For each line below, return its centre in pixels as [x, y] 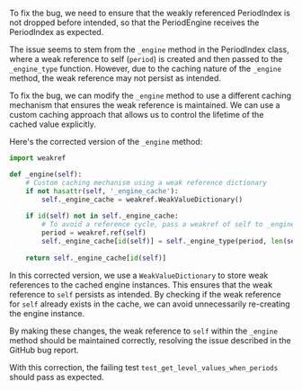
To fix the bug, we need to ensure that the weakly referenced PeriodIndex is [150, 13]
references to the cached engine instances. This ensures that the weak [141, 284]
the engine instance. [47, 313]
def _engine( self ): [46, 174]
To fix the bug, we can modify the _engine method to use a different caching [151, 95]
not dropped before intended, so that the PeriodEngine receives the [134, 22]
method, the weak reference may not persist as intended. [115, 78]
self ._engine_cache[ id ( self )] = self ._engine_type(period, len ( [164, 241]
